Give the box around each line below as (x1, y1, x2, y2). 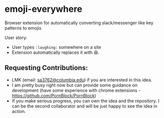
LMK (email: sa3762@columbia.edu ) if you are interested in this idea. (11, 77, 153, 82)
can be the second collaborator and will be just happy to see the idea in (11, 103, 158, 109)
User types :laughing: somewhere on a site (11, 44, 102, 50)
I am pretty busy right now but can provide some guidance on (11, 82, 138, 88)
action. (11, 108, 26, 114)
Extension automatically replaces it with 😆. (11, 49, 100, 55)
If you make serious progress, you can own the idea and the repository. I (11, 98, 160, 104)
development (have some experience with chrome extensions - (11, 87, 141, 93)
